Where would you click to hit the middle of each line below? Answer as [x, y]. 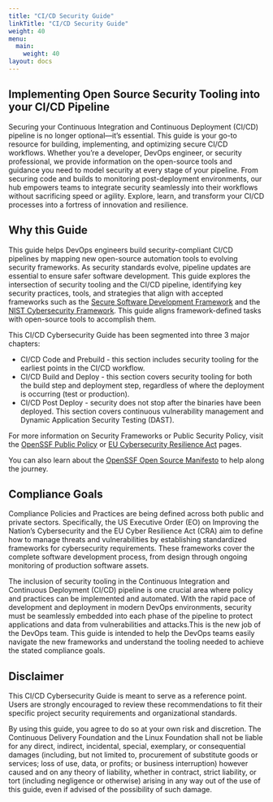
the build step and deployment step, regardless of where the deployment [142, 385]
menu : [17, 39]
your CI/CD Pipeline [59, 107]
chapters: [24, 344]
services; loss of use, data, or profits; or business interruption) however [128, 764]
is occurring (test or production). [75, 394]
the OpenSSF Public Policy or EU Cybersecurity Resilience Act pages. [125, 444]
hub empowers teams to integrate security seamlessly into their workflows [133, 187]
